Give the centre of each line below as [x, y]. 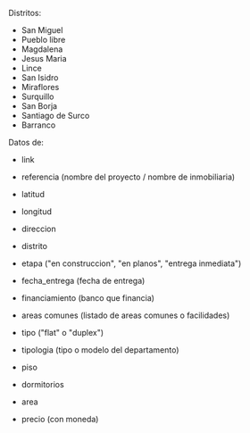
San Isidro [40, 78]
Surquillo [37, 96]
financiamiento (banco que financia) [88, 298]
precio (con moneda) [60, 419]
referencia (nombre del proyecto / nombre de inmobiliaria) [128, 177]
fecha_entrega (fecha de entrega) [83, 281]
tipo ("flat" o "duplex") [62, 333]
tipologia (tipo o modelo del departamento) [100, 350]
